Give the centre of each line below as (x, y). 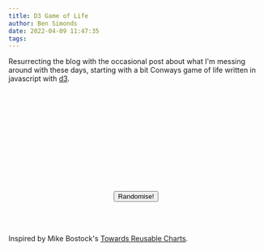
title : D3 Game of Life (49, 16)
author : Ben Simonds (43, 23)
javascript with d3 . (39, 79)
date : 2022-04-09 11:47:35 (54, 31)
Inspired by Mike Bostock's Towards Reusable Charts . (98, 239)
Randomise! (136, 196)
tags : (17, 38)
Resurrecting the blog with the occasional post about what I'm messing (127, 62)
